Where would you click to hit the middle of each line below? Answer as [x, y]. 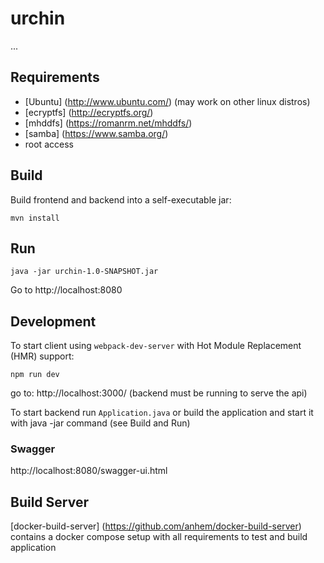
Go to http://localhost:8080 [66, 290]
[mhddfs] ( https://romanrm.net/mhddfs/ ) [108, 123]
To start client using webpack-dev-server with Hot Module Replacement [156, 346]
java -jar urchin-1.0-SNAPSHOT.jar [84, 272]
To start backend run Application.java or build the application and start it [162, 413]
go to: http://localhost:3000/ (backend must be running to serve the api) [159, 393]
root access [49, 144]
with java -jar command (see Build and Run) [100, 423]
